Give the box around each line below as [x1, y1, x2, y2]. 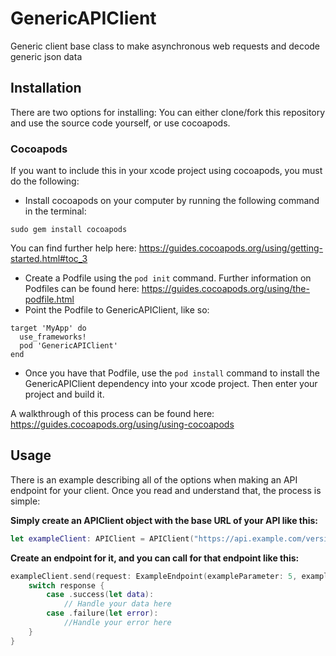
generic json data [10, 50, 83, 62]
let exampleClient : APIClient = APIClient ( [10, 533, 195, 544]
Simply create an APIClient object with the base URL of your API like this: [10, 514, 319, 526]
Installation [10, 80, 82, 97]
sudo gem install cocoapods [10, 225, 128, 235]
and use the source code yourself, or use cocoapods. [10, 117, 231, 129]
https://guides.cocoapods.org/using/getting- [138, 242, 324, 254]
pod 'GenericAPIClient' [19, 341, 118, 351]
